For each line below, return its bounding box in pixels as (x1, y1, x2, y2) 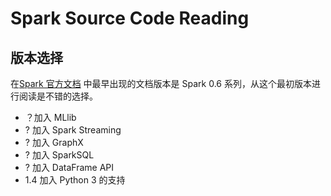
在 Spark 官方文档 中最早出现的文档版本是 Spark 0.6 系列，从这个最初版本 (10, 78, 312, 89)
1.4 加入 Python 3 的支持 (24, 174, 126, 186)
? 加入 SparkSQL (24, 149, 95, 161)
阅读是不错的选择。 (18, 90, 98, 102)
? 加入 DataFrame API (24, 162, 115, 173)
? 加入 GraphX (24, 137, 84, 148)
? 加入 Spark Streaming (24, 124, 122, 136)
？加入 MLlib (24, 112, 77, 123)
